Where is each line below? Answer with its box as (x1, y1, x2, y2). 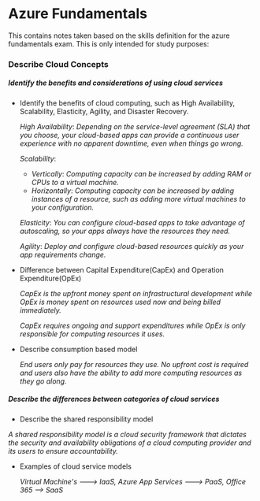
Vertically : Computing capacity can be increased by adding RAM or (31, 169, 252, 178)
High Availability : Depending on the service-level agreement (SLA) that (19, 121, 251, 131)
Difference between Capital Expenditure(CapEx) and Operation (19, 265, 225, 274)
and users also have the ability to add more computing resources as (19, 368, 243, 377)
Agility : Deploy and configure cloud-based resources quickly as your (19, 241, 244, 250)
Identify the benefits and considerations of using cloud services (8, 78, 223, 87)
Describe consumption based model (19, 344, 138, 354)
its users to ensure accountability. (8, 446, 118, 455)
